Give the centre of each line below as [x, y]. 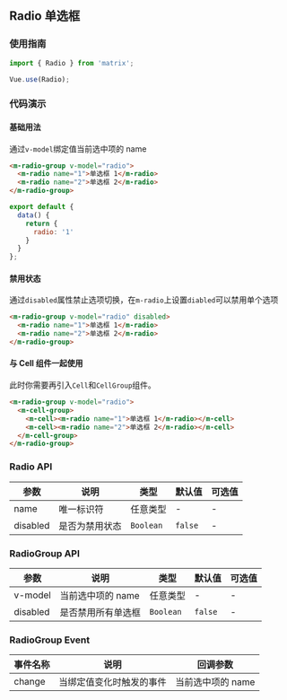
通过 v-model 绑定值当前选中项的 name [78, 149]
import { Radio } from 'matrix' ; [72, 63]
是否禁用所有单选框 [100, 612]
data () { [34, 215]
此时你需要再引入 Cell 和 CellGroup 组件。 [83, 385]
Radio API [31, 467]
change [30, 682]
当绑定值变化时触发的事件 [113, 682]
